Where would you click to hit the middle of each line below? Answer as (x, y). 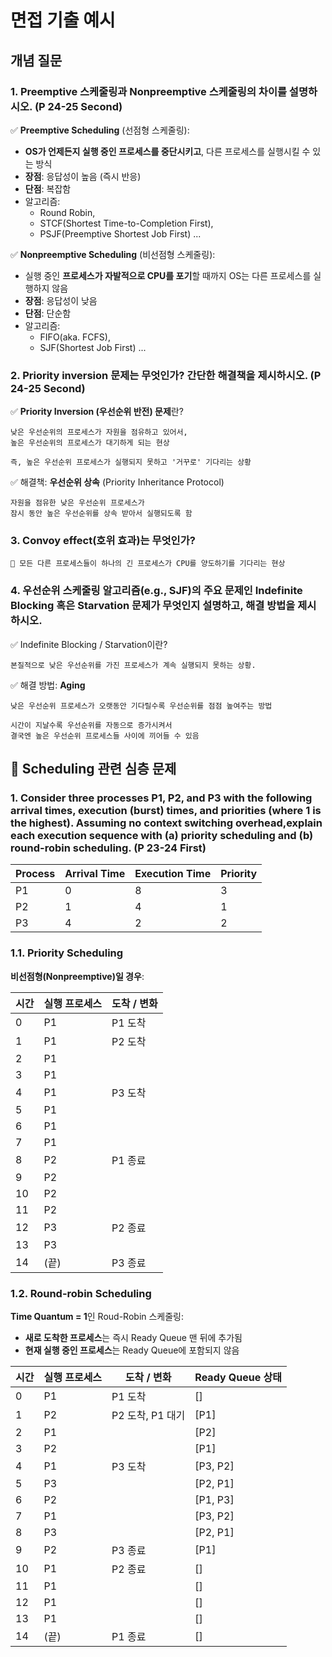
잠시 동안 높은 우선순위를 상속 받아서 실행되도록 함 (101, 514)
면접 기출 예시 (63, 20)
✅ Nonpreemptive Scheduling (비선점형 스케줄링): (113, 254)
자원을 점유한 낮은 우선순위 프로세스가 (77, 503)
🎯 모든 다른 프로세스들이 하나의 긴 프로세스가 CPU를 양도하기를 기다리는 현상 (148, 564)
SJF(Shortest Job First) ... (93, 347)
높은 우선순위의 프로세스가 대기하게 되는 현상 (90, 443)
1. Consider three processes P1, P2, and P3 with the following (161, 798)
